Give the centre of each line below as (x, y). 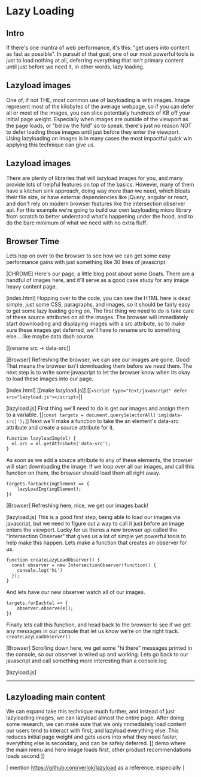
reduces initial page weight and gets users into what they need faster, (92, 737)
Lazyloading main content (56, 697)
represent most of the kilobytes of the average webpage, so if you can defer (100, 106)
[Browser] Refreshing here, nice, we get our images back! (77, 506)
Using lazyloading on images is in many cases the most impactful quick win (99, 138)
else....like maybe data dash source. (51, 337)
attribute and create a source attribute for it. (60, 428)
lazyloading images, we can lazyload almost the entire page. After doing (95, 718)
